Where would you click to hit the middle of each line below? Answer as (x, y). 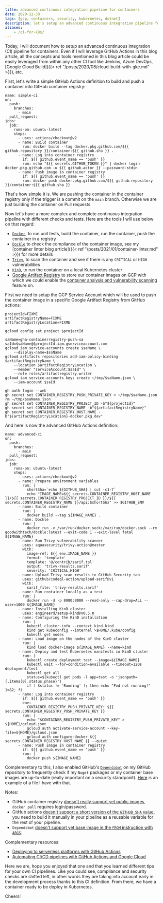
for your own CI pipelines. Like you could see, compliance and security (76, 871)
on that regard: (20, 224)
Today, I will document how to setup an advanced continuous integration (78, 46)
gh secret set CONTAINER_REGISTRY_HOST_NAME (51, 412)
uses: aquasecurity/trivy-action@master (64, 545)
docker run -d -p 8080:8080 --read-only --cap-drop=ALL (84, 601)
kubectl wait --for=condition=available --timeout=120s (84, 664)
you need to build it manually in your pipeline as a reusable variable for (83, 817)
